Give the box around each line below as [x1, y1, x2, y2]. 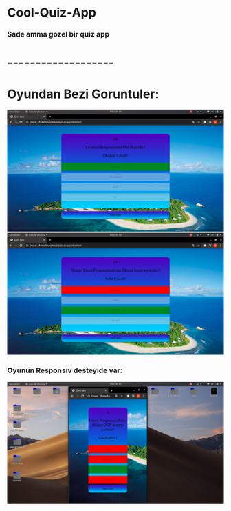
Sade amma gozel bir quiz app [7, 30, 110, 39]
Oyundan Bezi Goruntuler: [7, 86, 159, 102]
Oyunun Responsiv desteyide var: [7, 365, 123, 375]
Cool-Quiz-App [7, 5, 96, 21]
